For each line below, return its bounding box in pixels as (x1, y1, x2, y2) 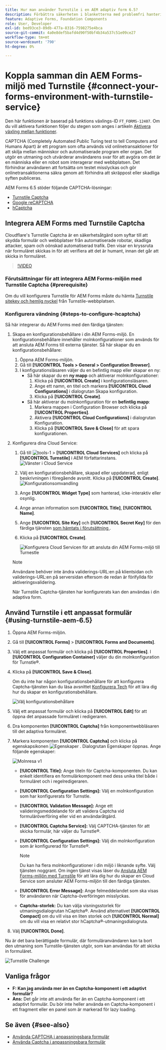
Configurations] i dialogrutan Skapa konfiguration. (34, 388, 138, 394)
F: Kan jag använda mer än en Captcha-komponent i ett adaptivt (12, 985, 147, 991)
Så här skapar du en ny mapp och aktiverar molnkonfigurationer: (27, 372, 159, 378)
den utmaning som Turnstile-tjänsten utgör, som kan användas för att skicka (5, 943, 160, 949)
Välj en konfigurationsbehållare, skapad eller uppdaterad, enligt (19, 470, 149, 476)
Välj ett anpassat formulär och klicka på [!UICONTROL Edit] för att (12, 708, 147, 714)
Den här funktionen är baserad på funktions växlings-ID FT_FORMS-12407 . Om (5, 118, 160, 124)
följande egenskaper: (12, 748, 56, 754)
